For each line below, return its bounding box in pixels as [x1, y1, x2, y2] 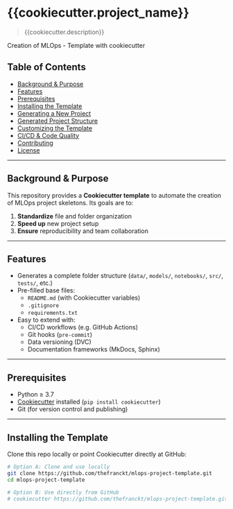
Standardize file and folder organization [17, 212, 132, 220]
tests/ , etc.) [17, 279, 53, 287]
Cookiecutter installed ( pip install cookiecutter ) [17, 397, 161, 406]
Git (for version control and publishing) [17, 405, 128, 413]
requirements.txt [27, 310, 78, 317]
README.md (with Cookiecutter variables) [27, 293, 141, 302]
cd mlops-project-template [7, 476, 85, 483]
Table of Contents [7, 61, 87, 74]
